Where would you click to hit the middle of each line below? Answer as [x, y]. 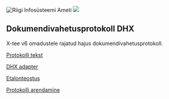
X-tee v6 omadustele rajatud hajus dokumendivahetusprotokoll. [84, 43]
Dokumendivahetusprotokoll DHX [70, 29]
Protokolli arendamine [33, 89]
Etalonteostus [23, 78]
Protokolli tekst [25, 55]
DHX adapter [22, 67]
